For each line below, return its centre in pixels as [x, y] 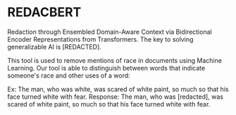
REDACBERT [44, 12]
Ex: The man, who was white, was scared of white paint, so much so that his [118, 89]
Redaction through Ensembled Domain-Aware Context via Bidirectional [110, 32]
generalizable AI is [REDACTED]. [55, 47]
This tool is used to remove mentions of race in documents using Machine [114, 60]
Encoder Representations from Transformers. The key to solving [100, 39]
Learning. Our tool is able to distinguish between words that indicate [106, 68]
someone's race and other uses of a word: [69, 75]
